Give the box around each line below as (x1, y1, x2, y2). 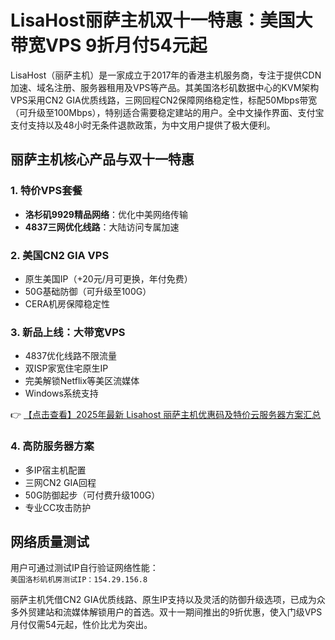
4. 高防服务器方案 (10, 439, 95, 453)
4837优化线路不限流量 (24, 350, 118, 362)
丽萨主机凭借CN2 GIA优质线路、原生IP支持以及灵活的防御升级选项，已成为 (10, 594, 317, 606)
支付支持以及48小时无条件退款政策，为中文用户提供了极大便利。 (10, 119, 276, 131)
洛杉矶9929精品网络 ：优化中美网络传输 (24, 208, 188, 220)
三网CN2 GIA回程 (24, 476, 97, 488)
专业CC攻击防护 (24, 501, 92, 513)
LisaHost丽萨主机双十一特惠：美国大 (10, 9, 313, 32)
